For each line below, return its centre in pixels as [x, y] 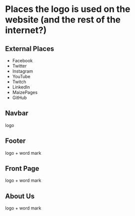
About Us [20, 196]
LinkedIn [21, 87]
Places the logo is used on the [68, 9]
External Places [30, 49]
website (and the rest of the [63, 20]
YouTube [21, 76]
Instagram [22, 71]
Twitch [19, 82]
